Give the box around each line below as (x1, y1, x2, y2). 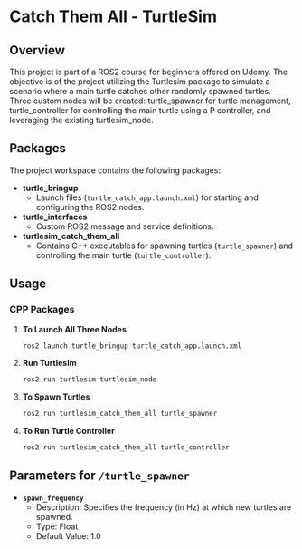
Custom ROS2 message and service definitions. (35, 220, 214, 232)
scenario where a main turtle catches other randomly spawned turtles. (9, 86, 271, 96)
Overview (9, 43, 66, 58)
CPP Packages (9, 303, 75, 316)
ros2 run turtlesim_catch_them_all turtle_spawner (22, 409, 218, 419)
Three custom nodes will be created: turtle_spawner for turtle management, (9, 95, 291, 106)
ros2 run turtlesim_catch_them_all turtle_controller (22, 443, 230, 452)
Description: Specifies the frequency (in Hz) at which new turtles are (35, 501, 292, 513)
